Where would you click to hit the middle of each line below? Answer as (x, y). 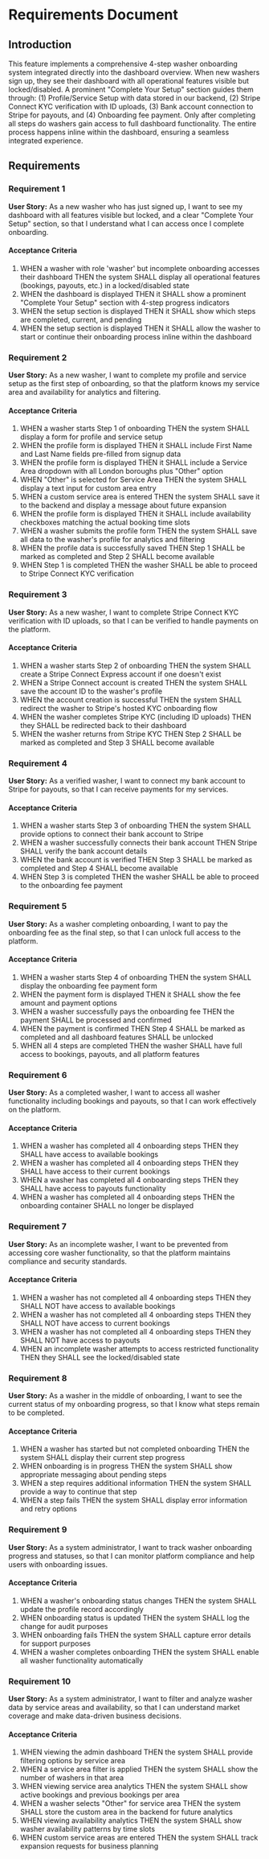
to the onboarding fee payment (71, 886)
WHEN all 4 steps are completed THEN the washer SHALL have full (131, 1045)
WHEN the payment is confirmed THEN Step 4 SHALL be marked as (132, 1028)
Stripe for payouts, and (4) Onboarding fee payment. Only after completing (132, 115)
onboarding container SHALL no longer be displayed (107, 1206)
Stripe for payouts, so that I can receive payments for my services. (118, 789)
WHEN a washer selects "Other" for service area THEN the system (130, 1803)
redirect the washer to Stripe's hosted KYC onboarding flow (119, 708)
